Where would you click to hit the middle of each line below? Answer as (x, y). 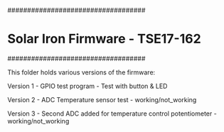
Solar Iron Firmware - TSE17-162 (104, 39)
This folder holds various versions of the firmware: (81, 72)
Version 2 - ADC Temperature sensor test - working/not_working (102, 99)
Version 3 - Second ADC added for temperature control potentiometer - (112, 114)
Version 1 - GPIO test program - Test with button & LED (87, 86)
